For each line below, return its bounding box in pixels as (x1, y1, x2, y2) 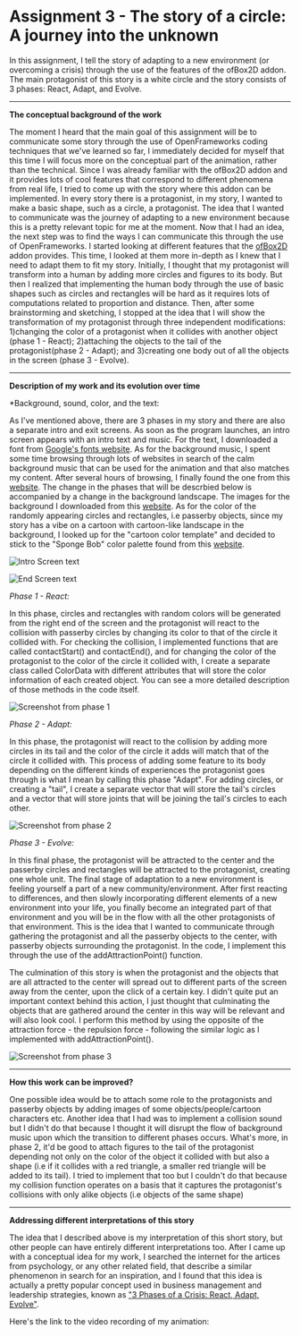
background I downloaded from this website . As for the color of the (9, 500, 257, 511)
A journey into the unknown (9, 25, 219, 46)
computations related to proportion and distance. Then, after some (9, 297, 254, 308)
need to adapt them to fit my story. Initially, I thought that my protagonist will (9, 260, 289, 270)
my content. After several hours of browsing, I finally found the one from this (9, 472, 290, 482)
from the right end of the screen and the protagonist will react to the (9, 617, 261, 628)
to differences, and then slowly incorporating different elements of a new (9, 892, 278, 903)
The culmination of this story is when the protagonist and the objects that (9, 966, 279, 977)
